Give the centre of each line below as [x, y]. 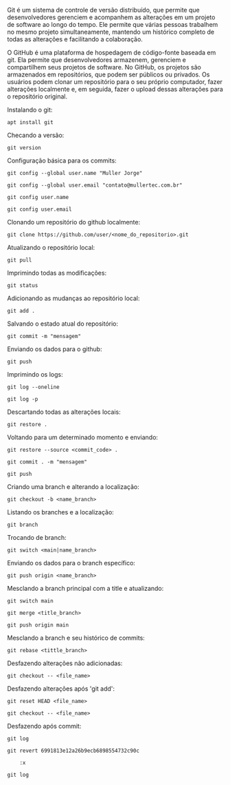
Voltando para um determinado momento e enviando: [83, 437]
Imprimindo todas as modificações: [57, 273]
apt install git [30, 123]
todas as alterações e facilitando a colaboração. [75, 39]
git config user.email [39, 209]
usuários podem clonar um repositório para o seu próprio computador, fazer [115, 82]
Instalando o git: [30, 110]
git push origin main [38, 625]
